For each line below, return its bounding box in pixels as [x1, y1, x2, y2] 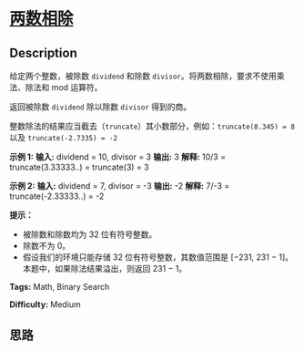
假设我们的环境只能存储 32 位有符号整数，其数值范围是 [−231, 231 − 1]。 [22, 252, 294, 263]
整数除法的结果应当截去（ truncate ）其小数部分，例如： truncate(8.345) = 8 [9, 120, 296, 131]
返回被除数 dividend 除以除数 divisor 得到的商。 [9, 101, 192, 112]
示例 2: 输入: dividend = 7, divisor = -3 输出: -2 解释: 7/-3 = [9, 181, 230, 191]
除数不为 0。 [22, 241, 71, 251]
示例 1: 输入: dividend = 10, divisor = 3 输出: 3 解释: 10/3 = [9, 151, 226, 162]
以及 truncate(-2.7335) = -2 [9, 132, 118, 142]
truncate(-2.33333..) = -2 [9, 191, 105, 201]
